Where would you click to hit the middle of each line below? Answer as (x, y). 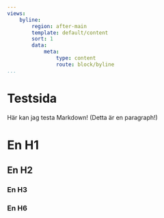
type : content (76, 58)
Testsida (32, 98)
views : (16, 13)
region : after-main (59, 26)
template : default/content (70, 33)
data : (40, 45)
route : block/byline (85, 64)
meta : (51, 52)
